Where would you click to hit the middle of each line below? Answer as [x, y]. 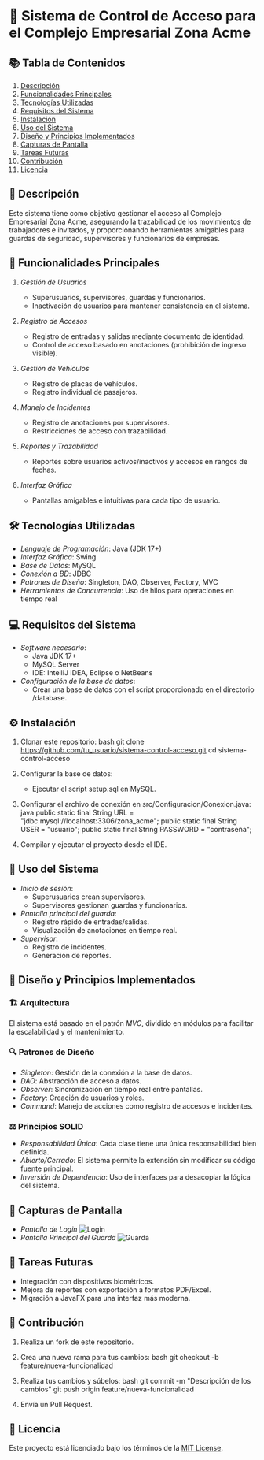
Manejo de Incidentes [55, 407]
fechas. [44, 470]
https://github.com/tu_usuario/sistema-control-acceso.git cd [118, 750]
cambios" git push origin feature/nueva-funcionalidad [107, 1389]
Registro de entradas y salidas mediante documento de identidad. [138, 336]
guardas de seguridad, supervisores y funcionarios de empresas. [115, 238]
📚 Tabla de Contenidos [67, 63]
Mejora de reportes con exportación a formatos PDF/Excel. [115, 1289]
